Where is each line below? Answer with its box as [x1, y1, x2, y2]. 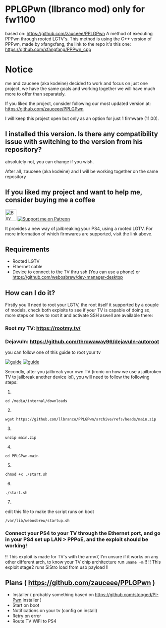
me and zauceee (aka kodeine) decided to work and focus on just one [5, 80, 148, 86]
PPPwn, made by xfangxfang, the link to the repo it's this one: [5, 41, 131, 47]
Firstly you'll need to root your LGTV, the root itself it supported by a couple [5, 302, 159, 308]
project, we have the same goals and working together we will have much [5, 86, 156, 92]
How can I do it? [5, 289, 55, 297]
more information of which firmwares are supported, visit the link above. [5, 230, 153, 237]
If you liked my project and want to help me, [5, 188, 143, 197]
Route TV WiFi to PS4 [12, 618, 56, 624]
